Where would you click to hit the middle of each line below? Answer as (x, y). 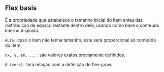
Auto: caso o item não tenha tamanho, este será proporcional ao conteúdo (81, 40)
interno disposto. (22, 30)
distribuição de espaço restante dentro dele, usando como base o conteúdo (82, 25)
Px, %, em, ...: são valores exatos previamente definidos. (65, 55)
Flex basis (21, 8)
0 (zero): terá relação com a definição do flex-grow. (59, 64)
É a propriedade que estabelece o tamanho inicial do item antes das (74, 20)
